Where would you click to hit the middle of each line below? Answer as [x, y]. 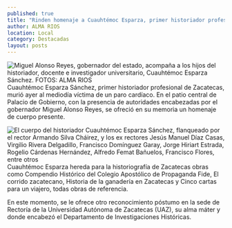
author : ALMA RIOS [33, 26]
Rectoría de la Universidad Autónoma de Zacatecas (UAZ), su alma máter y [114, 209]
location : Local [30, 33]
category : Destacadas [38, 39]
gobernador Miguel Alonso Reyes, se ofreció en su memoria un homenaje [112, 109]
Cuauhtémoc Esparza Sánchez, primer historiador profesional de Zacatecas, [116, 87]
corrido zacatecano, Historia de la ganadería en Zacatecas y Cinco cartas [112, 181]
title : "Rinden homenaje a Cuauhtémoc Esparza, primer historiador [106, 20]
